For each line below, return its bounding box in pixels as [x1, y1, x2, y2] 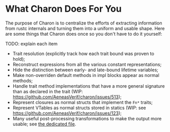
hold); [12, 56, 25, 62]
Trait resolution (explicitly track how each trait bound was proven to [12, 50, 154, 57]
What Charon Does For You [5, 3, 122, 15]
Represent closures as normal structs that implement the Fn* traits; [12, 99, 153, 105]
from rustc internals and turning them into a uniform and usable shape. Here [5, 25, 165, 31]
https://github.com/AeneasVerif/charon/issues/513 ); [12, 94, 122, 100]
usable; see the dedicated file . [12, 121, 76, 127]
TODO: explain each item [5, 40, 58, 46]
